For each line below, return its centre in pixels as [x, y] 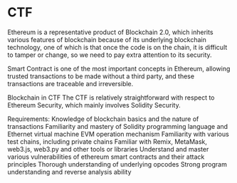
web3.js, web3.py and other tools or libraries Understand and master [108, 149]
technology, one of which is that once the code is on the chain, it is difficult [117, 47]
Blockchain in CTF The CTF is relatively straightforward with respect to [111, 98]
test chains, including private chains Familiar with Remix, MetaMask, [107, 141]
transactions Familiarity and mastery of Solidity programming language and [118, 126]
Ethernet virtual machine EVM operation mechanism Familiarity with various [118, 134]
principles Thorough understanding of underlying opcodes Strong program [117, 164]
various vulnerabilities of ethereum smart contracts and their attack [106, 157]
